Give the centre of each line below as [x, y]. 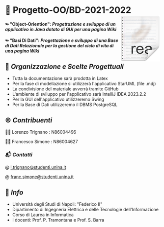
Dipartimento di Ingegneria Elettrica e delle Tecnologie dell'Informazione [85, 210]
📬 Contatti [19, 154]
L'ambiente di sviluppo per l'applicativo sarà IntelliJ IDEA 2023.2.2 [79, 94]
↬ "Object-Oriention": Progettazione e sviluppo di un [60, 24]
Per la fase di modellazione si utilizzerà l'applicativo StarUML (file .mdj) [84, 84]
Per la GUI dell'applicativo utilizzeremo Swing [58, 99]
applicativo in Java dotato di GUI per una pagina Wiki [61, 29]
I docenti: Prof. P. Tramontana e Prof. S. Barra [58, 220]
